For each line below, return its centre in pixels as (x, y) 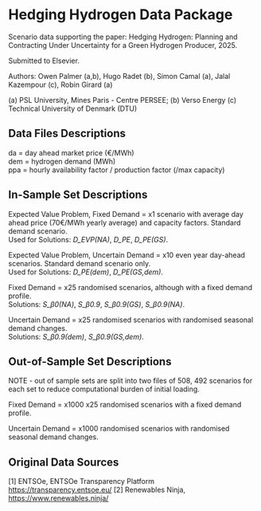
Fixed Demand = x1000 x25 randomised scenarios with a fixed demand (125, 405)
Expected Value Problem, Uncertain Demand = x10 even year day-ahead (127, 255)
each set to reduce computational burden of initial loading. (104, 389)
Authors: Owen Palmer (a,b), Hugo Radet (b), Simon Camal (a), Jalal (119, 76)
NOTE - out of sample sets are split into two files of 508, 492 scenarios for (130, 381)
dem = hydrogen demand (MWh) (62, 161)
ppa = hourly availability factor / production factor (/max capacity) (117, 170)
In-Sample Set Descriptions (78, 195)
